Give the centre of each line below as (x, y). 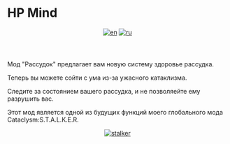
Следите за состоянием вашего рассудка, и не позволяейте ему (104, 91)
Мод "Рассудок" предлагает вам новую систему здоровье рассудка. (111, 64)
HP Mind (33, 13)
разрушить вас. (30, 99)
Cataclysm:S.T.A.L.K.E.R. (43, 120)
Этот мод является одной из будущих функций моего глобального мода (115, 112)
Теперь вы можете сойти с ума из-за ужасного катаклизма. (97, 78)
